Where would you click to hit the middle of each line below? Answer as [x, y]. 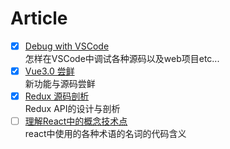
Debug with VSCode [67, 46]
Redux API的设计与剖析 [72, 109]
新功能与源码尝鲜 [60, 84]
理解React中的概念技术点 [76, 121]
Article [39, 18]
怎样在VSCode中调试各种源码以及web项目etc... [122, 58]
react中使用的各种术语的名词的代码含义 [105, 134]
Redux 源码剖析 [57, 96]
